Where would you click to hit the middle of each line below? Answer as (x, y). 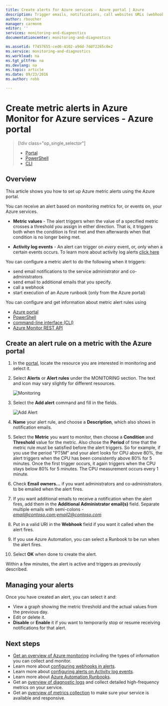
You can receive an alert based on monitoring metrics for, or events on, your (84, 206)
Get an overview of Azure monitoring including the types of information (86, 656)
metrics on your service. (38, 688)
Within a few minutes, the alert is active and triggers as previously (73, 564)
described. (17, 569)
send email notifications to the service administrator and (71, 271)
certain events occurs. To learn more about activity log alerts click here (86, 252)
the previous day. (31, 612)
